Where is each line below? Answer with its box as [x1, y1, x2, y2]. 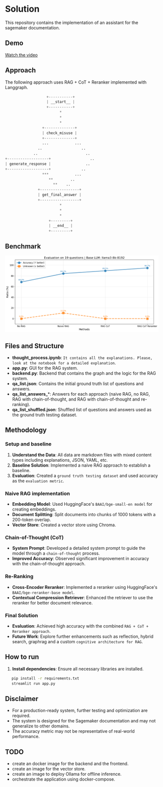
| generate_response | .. [5, 161, 91, 166]
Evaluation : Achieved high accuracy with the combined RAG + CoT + [12, 623, 149, 629]
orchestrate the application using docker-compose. [12, 776, 115, 782]
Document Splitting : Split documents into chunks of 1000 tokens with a [12, 512, 156, 517]
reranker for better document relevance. [12, 600, 93, 606]
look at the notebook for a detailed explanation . [12, 360, 116, 366]
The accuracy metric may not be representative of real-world [12, 728, 135, 734]
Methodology [5, 426, 47, 434]
